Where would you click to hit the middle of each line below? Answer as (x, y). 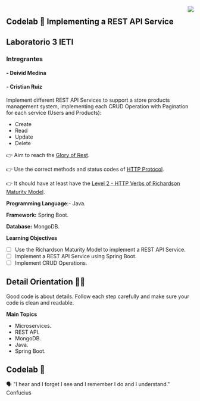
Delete (23, 143)
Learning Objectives (32, 238)
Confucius (19, 393)
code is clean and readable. (40, 302)
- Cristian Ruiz (24, 86)
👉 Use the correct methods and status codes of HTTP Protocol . (85, 169)
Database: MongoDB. (33, 226)
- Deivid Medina (26, 73)
